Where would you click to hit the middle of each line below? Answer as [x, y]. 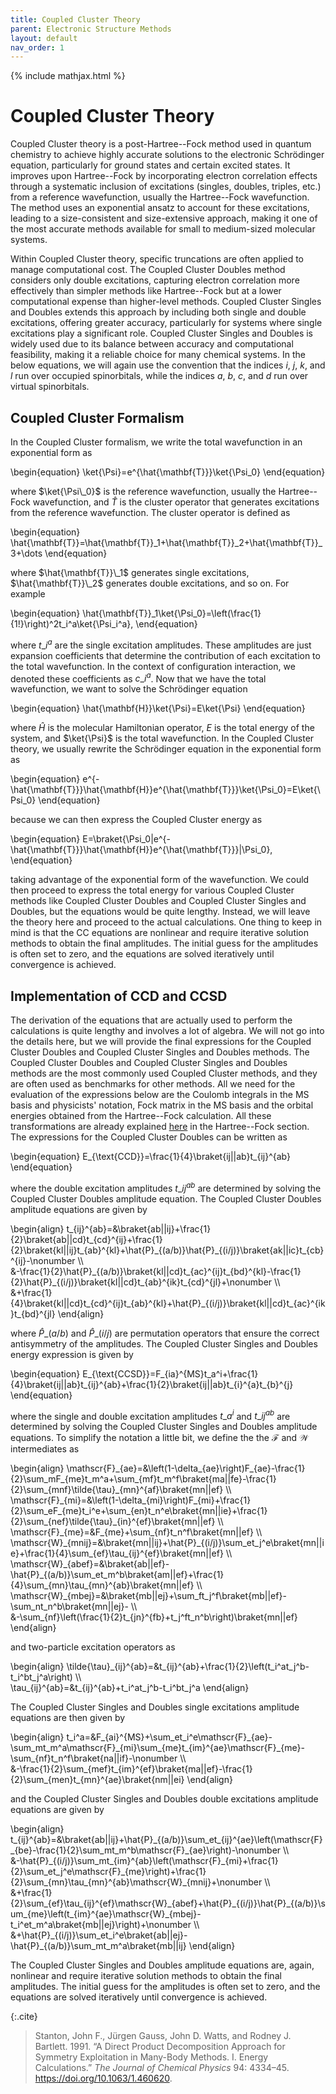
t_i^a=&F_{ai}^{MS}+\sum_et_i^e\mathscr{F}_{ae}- [169, 1737]
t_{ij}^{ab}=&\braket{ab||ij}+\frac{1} [139, 1228]
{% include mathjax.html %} [68, 76]
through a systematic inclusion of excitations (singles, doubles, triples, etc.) [166, 187]
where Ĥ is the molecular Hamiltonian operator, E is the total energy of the [162, 728]
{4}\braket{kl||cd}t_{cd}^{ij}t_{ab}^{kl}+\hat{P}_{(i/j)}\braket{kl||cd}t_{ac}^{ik [168, 1303]
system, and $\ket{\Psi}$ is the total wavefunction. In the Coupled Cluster [162, 738]
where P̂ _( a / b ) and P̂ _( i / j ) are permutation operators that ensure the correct [165, 1333]
